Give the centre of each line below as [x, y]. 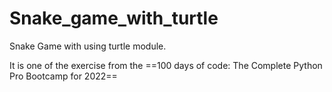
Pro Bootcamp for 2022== [63, 76]
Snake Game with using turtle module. [88, 46]
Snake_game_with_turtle [114, 18]
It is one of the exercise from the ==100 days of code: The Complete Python [166, 65]
